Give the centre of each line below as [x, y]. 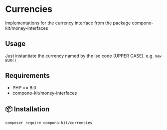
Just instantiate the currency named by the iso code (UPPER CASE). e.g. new [83, 56]
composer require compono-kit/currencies [49, 123]
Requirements [27, 76]
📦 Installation [27, 109]
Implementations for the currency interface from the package [68, 23]
